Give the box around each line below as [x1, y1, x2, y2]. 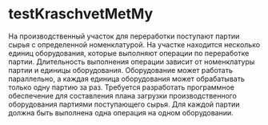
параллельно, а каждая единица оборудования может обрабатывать [8, 74, 246, 83]
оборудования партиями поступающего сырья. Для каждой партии [8, 99, 240, 109]
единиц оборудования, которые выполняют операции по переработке [8, 48, 250, 58]
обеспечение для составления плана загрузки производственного [8, 91, 238, 100]
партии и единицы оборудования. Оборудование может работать [8, 65, 234, 75]
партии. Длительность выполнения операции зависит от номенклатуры [8, 57, 255, 67]
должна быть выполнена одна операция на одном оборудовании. [8, 107, 234, 117]
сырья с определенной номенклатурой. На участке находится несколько [8, 39, 261, 49]
